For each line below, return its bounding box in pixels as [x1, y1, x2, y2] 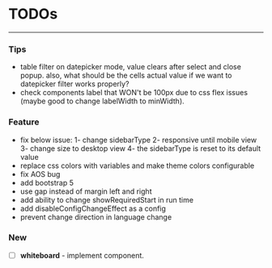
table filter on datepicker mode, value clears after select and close [19, 62, 241, 72]
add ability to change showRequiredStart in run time [19, 195, 194, 204]
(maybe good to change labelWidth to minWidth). [19, 96, 185, 106]
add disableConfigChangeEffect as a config [19, 203, 166, 213]
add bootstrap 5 [19, 178, 74, 187]
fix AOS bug [19, 169, 61, 178]
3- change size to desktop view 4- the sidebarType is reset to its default [19, 143, 261, 153]
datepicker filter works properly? [19, 79, 130, 89]
